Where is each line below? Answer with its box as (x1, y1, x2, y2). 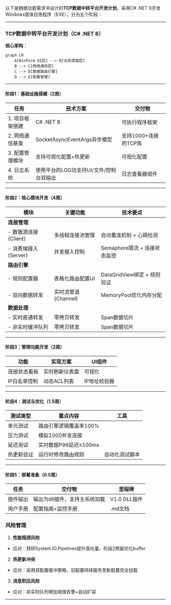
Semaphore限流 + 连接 (101, 244, 155, 251)
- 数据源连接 (8, 228, 38, 235)
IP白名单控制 (8, 377, 38, 385)
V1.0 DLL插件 (110, 496, 143, 503)
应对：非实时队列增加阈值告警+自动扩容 (12, 589, 97, 595)
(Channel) (54, 295, 78, 302)
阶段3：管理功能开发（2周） (5, 344, 65, 350)
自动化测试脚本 (104, 451, 140, 458)
